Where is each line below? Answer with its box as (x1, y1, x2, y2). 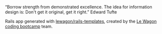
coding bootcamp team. (5, 23, 53, 29)
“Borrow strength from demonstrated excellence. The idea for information (5, 4, 152, 10)
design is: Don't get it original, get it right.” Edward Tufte (5, 9, 117, 15)
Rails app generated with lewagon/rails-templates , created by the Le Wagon (5, 19, 157, 24)
